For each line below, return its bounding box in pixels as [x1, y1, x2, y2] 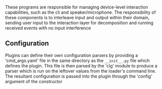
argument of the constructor [5, 78, 63, 84]
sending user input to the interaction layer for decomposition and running [5, 20, 154, 26]
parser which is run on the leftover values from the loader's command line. [5, 68, 157, 74]
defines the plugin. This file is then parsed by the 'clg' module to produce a [5, 62, 158, 68]
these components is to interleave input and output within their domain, [5, 15, 150, 20]
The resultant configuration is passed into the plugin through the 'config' [5, 73, 153, 79]
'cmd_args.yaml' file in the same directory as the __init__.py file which [5, 58, 150, 63]
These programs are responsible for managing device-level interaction [5, 4, 149, 10]
